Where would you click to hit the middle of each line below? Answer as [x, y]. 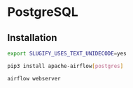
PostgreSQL [43, 12]
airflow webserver [34, 78]
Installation [32, 38]
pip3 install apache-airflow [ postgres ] [65, 66]
